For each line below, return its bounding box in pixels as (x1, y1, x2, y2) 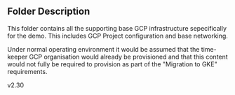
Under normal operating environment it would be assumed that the (7, 45, 200, 53)
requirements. (7, 67, 48, 75)
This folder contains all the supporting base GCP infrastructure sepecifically (7, 24, 227, 32)
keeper (7, 52, 28, 61)
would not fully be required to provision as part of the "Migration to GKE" (7, 59, 217, 68)
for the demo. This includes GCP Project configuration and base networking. (7, 31, 228, 40)
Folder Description (7, 6, 90, 17)
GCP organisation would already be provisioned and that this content (29, 52, 228, 61)
